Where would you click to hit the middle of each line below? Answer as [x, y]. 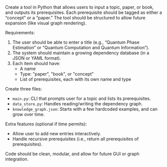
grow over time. [28, 114]
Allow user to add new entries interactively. [57, 133]
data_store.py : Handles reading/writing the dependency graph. [78, 104]
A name [28, 69]
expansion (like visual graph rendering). [46, 23]
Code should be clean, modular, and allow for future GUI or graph [72, 154]
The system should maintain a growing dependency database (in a [81, 53]
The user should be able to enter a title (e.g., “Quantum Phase [76, 42]
